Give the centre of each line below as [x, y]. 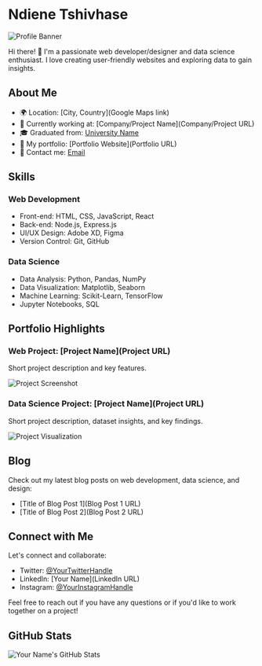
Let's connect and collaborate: [58, 555]
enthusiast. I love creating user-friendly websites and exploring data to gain [130, 60]
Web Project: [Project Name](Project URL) [89, 351]
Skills [22, 177]
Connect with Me [51, 536]
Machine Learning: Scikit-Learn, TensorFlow [91, 296]
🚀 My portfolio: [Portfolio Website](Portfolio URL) [98, 144]
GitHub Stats [40, 636]
